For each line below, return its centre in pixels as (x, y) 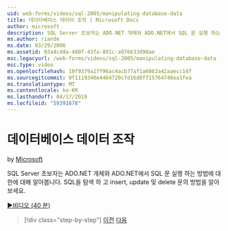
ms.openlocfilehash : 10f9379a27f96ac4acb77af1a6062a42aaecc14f (100, 71)
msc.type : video (30, 65)
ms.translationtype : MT (41, 84)
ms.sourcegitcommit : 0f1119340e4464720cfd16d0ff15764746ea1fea (100, 78)
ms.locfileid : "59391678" (44, 103)
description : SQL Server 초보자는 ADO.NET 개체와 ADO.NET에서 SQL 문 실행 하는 (114, 33)
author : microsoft (33, 26)
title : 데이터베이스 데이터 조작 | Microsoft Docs (73, 20)
